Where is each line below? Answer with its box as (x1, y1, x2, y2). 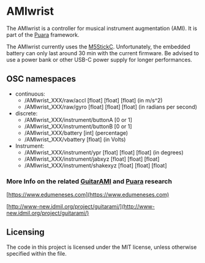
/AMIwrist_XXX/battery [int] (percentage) (24, 129, 129, 136)
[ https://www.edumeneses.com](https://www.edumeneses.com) (6, 191, 170, 199)
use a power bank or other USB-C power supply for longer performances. (6, 56, 193, 63)
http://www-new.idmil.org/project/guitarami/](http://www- (8, 203, 155, 210)
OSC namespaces (6, 74, 76, 84)
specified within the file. (6, 250, 67, 257)
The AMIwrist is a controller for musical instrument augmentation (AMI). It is (6, 25, 198, 32)
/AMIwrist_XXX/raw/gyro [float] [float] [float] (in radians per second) (24, 103, 198, 110)
